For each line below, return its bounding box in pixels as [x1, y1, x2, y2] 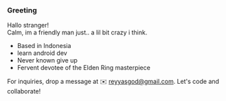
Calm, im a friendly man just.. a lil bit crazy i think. [7, 28, 148, 36]
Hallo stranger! [7, 21, 49, 30]
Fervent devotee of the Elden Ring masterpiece [16, 64, 151, 72]
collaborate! [7, 87, 41, 96]
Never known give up [16, 56, 78, 65]
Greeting [7, 5, 37, 15]
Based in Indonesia [16, 42, 71, 50]
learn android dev [16, 49, 67, 57]
